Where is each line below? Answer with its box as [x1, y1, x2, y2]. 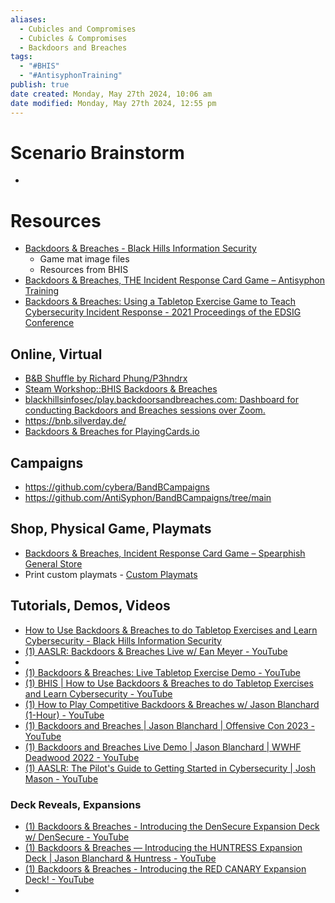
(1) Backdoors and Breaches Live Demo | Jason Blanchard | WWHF [24, 741, 302, 753]
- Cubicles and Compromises [19, 24, 137, 34]
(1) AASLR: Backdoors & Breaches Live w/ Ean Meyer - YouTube [24, 645, 288, 657]
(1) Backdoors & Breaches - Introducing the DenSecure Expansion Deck [24, 820, 320, 832]
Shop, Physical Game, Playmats [10, 521, 212, 538]
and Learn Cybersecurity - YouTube [24, 687, 173, 700]
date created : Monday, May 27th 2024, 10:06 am [10, 89, 213, 99]
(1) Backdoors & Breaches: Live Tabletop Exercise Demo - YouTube [24, 666, 301, 678]
